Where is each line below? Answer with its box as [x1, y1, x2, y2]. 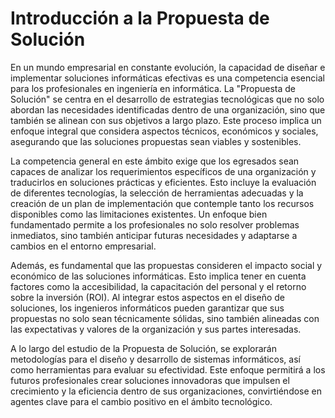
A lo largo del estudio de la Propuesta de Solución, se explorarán [10, 342, 277, 354]
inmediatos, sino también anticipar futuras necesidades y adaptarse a [10, 229, 298, 241]
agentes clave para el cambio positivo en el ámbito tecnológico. [10, 395, 273, 407]
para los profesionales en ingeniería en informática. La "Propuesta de [10, 82, 297, 94]
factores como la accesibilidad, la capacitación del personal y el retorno [10, 280, 307, 292]
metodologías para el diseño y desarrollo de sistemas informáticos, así [10, 353, 301, 365]
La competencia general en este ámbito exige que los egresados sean [10, 155, 300, 167]
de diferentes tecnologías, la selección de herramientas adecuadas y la [10, 187, 304, 199]
